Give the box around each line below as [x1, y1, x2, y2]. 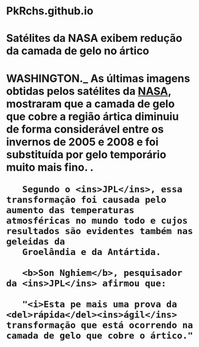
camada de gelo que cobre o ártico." [6, 330, 194, 341]
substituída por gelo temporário [6, 148, 167, 161]
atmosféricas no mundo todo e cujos [6, 215, 188, 226]
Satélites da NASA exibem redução [6, 32, 183, 45]
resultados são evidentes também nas [6, 225, 194, 237]
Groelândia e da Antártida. [21, 246, 161, 257]
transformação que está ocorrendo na [6, 320, 194, 331]
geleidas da [6, 236, 66, 247]
